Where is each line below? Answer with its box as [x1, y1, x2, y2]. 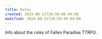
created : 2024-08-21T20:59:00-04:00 [5, 12, 79, 17]
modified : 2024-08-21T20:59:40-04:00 [5, 16, 81, 21]
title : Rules [5, 7, 31, 12]
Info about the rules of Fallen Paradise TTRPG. [5, 30, 98, 36]
